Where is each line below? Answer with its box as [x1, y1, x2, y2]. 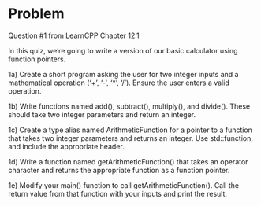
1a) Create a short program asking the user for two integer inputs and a [8, 69, 239, 79]
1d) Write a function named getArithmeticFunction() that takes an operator [8, 156, 248, 166]
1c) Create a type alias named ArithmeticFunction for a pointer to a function [8, 125, 252, 134]
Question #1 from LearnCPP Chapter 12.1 [8, 31, 140, 40]
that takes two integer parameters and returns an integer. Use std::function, [8, 133, 254, 142]
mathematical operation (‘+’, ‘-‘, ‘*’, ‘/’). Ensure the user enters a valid [8, 78, 230, 87]
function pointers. [8, 54, 66, 64]
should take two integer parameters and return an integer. [8, 109, 196, 119]
